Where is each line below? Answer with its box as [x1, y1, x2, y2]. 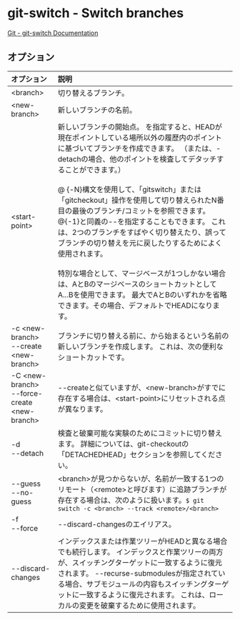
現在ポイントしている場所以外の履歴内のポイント [57, 132, 223, 142]
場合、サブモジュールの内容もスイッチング [64, 579, 208, 589]
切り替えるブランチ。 [57, 88, 129, 98]
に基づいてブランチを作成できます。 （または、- [57, 143, 221, 153]
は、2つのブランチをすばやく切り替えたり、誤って [57, 227, 226, 237]
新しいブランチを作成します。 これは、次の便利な [57, 341, 224, 351]
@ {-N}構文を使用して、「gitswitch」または [57, 184, 202, 194]
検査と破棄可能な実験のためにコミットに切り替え [57, 428, 223, 438]
